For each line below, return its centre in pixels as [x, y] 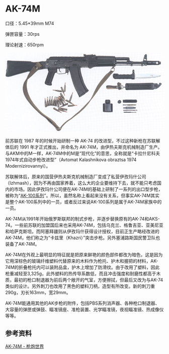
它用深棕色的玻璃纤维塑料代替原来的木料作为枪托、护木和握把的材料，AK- [82, 261]
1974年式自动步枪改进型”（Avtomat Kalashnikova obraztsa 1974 [71, 160]
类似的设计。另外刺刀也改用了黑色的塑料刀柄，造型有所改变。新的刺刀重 [80, 286]
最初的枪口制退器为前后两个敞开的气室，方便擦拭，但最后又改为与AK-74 [89, 280]
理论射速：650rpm [25, 45]
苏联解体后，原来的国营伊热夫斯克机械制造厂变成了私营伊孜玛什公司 [76, 177]
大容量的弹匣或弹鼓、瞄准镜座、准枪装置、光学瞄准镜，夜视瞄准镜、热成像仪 [84, 310]
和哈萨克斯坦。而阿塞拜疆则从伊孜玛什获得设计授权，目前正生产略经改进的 [82, 232]
